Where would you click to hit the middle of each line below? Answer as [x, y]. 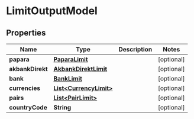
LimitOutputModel [52, 11]
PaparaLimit [71, 59]
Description [135, 49]
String [62, 107]
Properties [26, 33]
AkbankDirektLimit [80, 69]
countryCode [28, 107]
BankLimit [68, 78]
